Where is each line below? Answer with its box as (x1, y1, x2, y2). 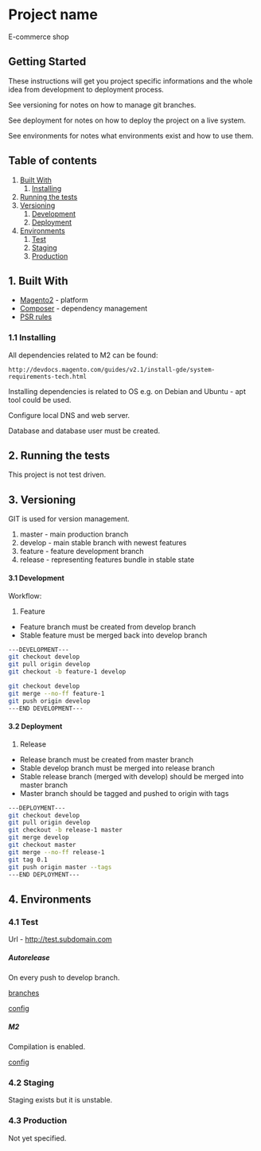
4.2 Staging (8, 1077, 54, 1088)
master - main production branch (19, 529, 129, 539)
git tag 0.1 (8, 856, 48, 864)
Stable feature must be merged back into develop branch (19, 630, 208, 640)
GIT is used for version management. (8, 514, 130, 524)
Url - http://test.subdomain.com (8, 934, 113, 944)
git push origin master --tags (8, 863, 112, 871)
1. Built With (8, 274, 69, 287)
